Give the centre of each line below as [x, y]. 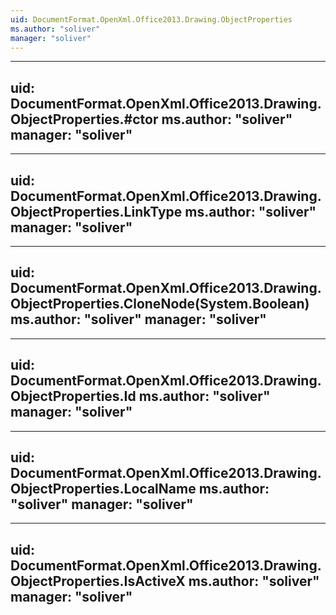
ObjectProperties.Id [73, 396]
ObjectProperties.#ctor [84, 119]
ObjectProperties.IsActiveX [98, 581]
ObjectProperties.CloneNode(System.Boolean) [160, 304]
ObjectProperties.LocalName [103, 489]
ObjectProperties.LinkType [96, 211]
